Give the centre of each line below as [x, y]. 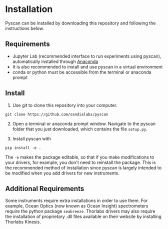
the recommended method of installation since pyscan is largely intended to [83, 167]
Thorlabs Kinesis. [23, 222]
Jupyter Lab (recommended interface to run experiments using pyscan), [87, 56]
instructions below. [24, 28]
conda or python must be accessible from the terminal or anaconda [82, 72]
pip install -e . [23, 148]
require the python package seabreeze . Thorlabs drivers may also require [80, 211]
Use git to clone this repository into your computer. [65, 105]
